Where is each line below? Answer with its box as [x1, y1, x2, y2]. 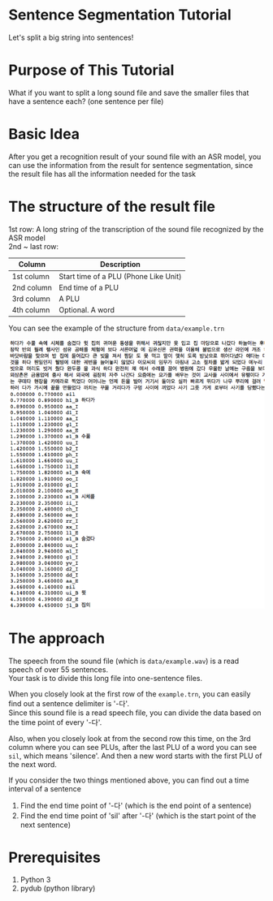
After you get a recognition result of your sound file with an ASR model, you [8, 152, 262, 162]
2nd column [11, 282, 53, 292]
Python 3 [19, 875, 51, 885]
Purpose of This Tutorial [8, 61, 175, 80]
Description [100, 260, 141, 269]
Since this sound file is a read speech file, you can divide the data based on [8, 708, 262, 718]
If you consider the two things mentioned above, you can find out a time [8, 775, 249, 785]
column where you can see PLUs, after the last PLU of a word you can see [8, 742, 258, 752]
